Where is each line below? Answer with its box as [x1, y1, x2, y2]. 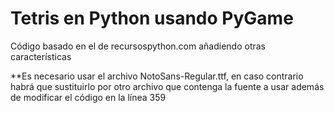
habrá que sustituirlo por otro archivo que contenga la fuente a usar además [10, 80, 325, 92]
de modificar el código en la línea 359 [10, 91, 167, 103]
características [10, 50, 72, 62]
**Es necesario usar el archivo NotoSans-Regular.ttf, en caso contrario [10, 70, 304, 82]
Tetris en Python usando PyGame [10, 7, 294, 30]
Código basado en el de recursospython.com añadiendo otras [10, 40, 266, 52]
